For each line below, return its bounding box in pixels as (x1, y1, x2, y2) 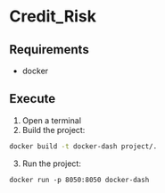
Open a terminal (21, 114, 82, 126)
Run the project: (21, 158, 82, 169)
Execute (9, 91, 56, 106)
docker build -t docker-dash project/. (9, 141, 158, 151)
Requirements (9, 42, 89, 57)
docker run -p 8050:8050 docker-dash (9, 175, 150, 184)
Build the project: (21, 124, 86, 135)
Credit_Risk (9, 6, 96, 27)
